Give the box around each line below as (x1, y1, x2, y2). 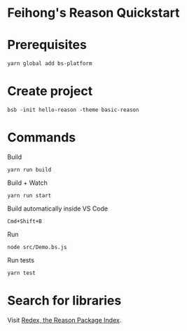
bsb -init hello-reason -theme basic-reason (7, 106, 139, 113)
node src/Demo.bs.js (7, 244, 68, 251)
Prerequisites (7, 37, 88, 53)
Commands (7, 129, 76, 146)
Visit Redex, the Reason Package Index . (7, 316, 122, 324)
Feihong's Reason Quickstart (7, 5, 180, 21)
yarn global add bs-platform (7, 60, 92, 67)
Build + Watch (7, 178, 48, 187)
